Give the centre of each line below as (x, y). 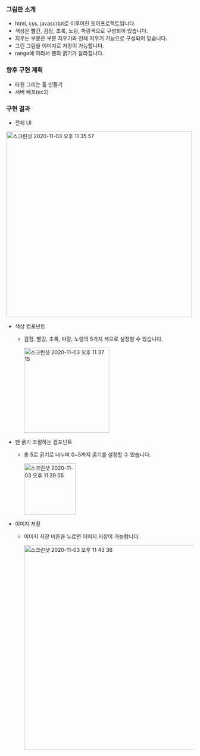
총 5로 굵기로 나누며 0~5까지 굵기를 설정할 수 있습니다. (87, 454)
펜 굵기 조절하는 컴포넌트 (43, 442)
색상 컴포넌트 (30, 326)
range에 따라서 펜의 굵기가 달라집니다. (59, 53)
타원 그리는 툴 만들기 (39, 84)
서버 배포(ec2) (32, 92)
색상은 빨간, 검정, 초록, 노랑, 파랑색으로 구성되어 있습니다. (81, 31)
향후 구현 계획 (25, 70)
